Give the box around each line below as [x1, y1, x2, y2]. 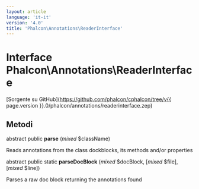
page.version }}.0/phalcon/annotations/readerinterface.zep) [6, 102, 153, 109]
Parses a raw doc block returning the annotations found [6, 176, 142, 183]
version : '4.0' [6, 20, 44, 26]
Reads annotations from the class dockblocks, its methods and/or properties [6, 147, 193, 153]
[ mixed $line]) [6, 165, 40, 171]
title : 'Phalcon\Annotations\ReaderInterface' [6, 25, 123, 31]
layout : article [6, 8, 46, 15]
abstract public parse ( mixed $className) [6, 135, 111, 142]
